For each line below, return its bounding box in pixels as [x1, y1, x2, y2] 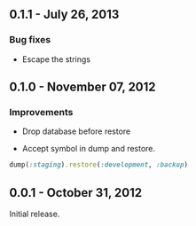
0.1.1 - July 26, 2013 [9, 7, 120, 22]
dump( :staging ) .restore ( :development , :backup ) [9, 160, 189, 169]
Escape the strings [21, 53, 91, 65]
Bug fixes [9, 34, 51, 46]
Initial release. [9, 208, 60, 220]
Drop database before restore [21, 126, 131, 136]
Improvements [9, 106, 74, 118]
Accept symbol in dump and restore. [21, 144, 156, 154]
